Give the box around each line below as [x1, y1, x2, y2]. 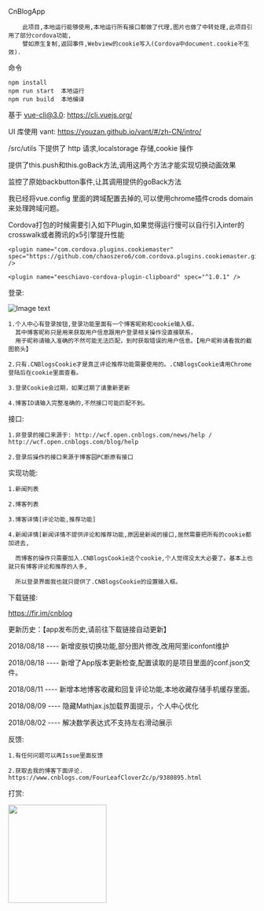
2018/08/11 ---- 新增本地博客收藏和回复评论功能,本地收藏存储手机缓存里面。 [8, 685, 255, 693]
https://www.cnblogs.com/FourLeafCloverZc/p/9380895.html [8, 774, 202, 781]
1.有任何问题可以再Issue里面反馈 [8, 752, 104, 759]
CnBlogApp [8, 7, 46, 16]
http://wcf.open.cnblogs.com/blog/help [8, 438, 139, 446]
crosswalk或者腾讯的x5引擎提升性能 [8, 230, 125, 239]
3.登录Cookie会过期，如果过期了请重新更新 [8, 384, 130, 392]
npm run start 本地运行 [8, 87, 85, 95]
